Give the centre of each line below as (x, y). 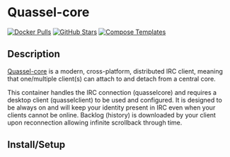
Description (34, 54)
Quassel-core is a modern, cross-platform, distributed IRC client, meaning (115, 71)
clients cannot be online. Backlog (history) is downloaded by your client (111, 115)
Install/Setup (36, 145)
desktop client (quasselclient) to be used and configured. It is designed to (115, 100)
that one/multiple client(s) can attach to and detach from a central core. (111, 78)
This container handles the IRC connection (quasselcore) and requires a (112, 92)
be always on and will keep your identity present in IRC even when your (111, 107)
